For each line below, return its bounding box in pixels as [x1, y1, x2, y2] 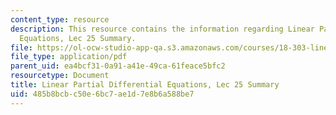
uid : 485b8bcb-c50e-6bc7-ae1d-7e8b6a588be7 [10, 89, 195, 99]
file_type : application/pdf [10, 52, 128, 62]
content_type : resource [10, 14, 110, 25]
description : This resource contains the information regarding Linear [10, 24, 315, 34]
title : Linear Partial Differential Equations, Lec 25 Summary [10, 80, 280, 90]
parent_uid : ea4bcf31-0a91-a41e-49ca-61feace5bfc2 [10, 61, 226, 71]
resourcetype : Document [10, 71, 110, 81]
